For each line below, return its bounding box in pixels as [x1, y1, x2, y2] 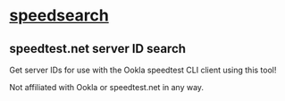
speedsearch [9, 5, 109, 26]
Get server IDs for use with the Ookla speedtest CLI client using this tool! [9, 64, 277, 75]
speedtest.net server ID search [9, 41, 186, 56]
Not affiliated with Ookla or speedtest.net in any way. [9, 82, 204, 92]
